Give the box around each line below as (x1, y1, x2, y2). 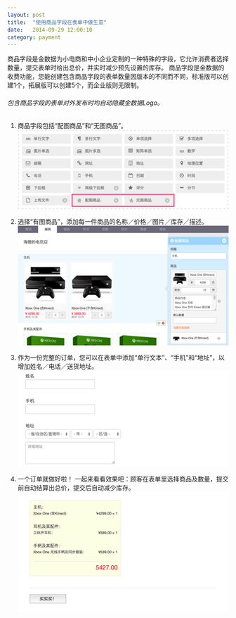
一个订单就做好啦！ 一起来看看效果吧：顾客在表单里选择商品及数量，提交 (17, 474, 229, 483)
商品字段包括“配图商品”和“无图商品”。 (17, 122, 128, 130)
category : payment (7, 34, 61, 41)
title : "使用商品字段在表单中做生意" (7, 18, 107, 26)
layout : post (7, 11, 46, 18)
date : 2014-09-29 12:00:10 (7, 26, 93, 33)
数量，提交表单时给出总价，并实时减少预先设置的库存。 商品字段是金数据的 (7, 63, 225, 72)
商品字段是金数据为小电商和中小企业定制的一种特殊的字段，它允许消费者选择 (7, 55, 229, 63)
